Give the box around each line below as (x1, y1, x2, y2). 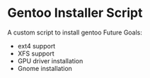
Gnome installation (17, 64, 73, 72)
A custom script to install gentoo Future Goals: (7, 28, 143, 37)
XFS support (17, 49, 54, 58)
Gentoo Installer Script (7, 5, 143, 21)
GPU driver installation (17, 56, 83, 65)
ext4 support (17, 41, 56, 50)
